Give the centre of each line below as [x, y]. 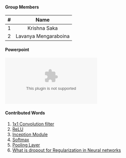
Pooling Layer [26, 145]
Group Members [22, 7]
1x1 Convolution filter [33, 124]
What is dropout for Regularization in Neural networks [66, 150]
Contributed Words [25, 113]
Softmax [21, 139]
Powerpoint [17, 49]
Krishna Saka [43, 28]
